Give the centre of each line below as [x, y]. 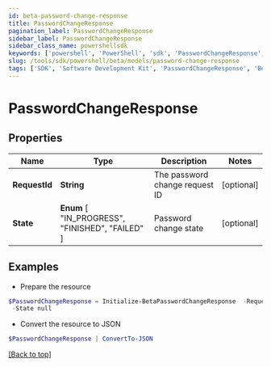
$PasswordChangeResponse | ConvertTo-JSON [81, 339]
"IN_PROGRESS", [93, 217]
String [72, 184]
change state [179, 228]
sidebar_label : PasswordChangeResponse [75, 38]
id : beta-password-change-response [68, 16]
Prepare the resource [55, 286]
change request [184, 184]
